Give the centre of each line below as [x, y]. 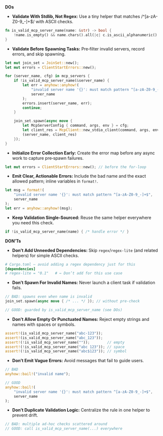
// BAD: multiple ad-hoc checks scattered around [56, 424]
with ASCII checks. [55, 22]
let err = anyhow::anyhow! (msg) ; [39, 208]
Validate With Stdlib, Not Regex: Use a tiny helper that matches [76, 16]
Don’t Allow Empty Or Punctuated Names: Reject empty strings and [81, 319]
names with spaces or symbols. [44, 324]
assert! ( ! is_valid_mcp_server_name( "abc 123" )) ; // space [65, 347]
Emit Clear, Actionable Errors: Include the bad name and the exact [79, 176]
